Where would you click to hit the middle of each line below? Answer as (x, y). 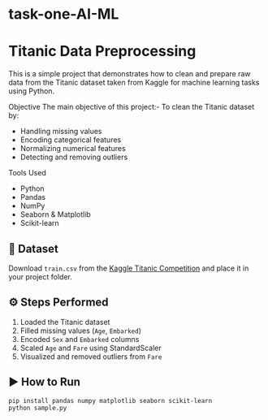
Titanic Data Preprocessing (102, 52)
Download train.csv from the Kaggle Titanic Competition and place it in (129, 268)
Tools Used (27, 173)
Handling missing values (61, 132)
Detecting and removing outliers (74, 157)
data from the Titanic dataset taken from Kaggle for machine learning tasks (134, 83)
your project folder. (41, 276)
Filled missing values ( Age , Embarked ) (81, 331)
